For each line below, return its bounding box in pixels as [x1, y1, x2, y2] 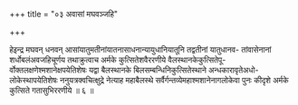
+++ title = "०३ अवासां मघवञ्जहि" [9, 9, 119, 19]
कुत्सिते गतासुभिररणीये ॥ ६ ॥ [9, 85, 94, 95]
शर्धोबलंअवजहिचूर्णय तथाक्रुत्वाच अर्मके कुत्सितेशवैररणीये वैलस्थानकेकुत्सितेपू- [9, 54, 226, 65]
